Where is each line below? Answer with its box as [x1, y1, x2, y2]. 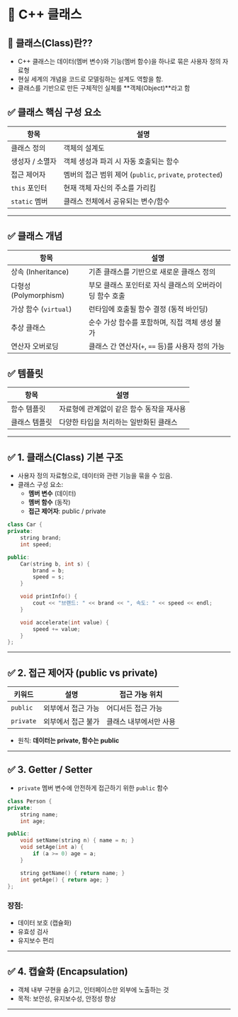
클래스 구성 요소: [17, 480, 64, 489]
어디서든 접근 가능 [106, 703, 163, 713]
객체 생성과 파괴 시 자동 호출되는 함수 [63, 156, 179, 166]
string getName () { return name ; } [20, 869, 125, 876]
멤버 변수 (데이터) [28, 489, 76, 497]
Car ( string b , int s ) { [20, 560, 91, 568]
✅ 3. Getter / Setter [7, 764, 93, 776]
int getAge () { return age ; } [20, 876, 110, 884]
